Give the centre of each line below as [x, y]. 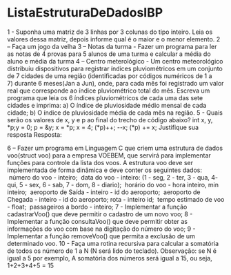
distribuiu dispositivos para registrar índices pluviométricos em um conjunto [115, 68]
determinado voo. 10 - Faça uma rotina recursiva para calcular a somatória [113, 243]
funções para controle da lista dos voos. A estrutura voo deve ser [100, 162]
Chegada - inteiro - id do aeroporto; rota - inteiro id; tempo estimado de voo [116, 199]
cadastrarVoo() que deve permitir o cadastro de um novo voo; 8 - [100, 214]
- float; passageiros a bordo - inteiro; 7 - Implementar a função [97, 207]
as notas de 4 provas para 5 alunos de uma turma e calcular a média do [109, 54]
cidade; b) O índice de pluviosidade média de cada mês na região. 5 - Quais [115, 113]
